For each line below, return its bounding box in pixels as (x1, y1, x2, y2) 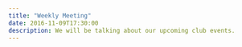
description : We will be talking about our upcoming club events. (8, 26, 236, 34)
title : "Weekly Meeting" (8, 11, 92, 20)
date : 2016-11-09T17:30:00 (8, 19, 99, 27)
